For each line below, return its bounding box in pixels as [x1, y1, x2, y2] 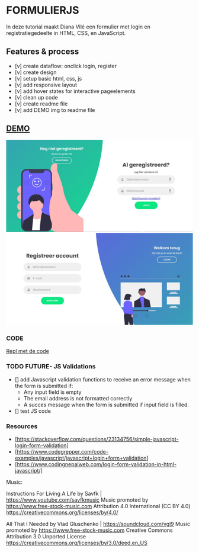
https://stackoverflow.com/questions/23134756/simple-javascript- [17, 436, 179, 443]
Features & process [6, 47, 79, 57]
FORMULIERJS [6, 4, 79, 17]
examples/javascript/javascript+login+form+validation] [14, 454, 149, 462]
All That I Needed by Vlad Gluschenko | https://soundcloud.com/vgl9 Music [6, 521, 191, 528]
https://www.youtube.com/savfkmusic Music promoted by [6, 496, 149, 503]
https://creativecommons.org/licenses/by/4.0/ [6, 509, 118, 516]
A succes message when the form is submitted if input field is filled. [23, 401, 190, 408]
